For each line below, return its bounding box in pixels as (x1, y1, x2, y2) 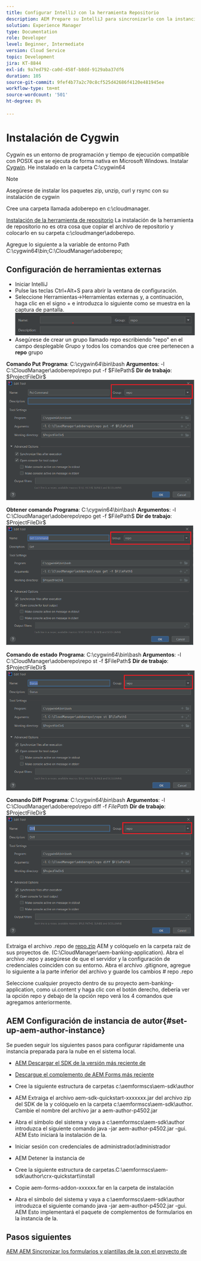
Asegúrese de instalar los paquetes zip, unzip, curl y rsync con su (6, 186, 169, 194)
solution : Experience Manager (6, 22, 82, 28)
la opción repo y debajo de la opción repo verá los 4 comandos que (6, 992, 173, 999)
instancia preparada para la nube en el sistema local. (6, 1048, 136, 1055)
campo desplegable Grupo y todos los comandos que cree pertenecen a (14, 342, 194, 350)
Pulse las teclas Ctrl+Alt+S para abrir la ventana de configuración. (14, 286, 178, 294)
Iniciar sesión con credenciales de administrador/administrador (14, 1142, 170, 1150)
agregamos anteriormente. (6, 998, 72, 1006)
